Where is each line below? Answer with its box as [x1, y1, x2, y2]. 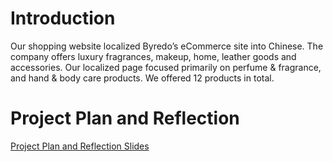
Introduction [10, 7, 116, 30]
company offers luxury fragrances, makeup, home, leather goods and [10, 50, 297, 62]
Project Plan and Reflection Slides [10, 140, 150, 152]
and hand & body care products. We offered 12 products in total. [10, 72, 275, 84]
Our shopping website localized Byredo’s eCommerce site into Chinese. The [10, 40, 324, 52]
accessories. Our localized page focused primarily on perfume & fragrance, [10, 61, 322, 73]
